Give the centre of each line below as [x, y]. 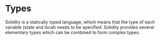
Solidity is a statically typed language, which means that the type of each [80, 22]
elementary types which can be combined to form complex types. [73, 32]
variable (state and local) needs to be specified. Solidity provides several [80, 27]
